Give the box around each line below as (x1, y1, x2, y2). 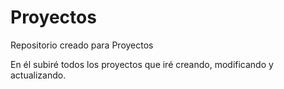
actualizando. (10, 69, 67, 81)
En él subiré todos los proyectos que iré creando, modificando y (10, 58, 274, 70)
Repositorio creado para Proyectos (10, 39, 154, 51)
